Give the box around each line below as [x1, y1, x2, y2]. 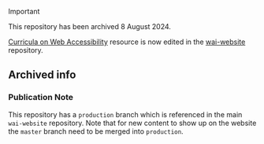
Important [8, 7, 40, 16]
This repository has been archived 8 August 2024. [8, 22, 172, 31]
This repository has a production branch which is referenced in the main [8, 109, 243, 119]
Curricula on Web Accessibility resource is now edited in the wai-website [8, 37, 246, 46]
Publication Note [8, 92, 73, 103]
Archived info [8, 68, 76, 82]
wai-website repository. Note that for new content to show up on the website [8, 118, 257, 127]
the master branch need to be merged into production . [8, 126, 184, 136]
